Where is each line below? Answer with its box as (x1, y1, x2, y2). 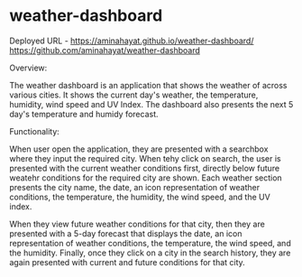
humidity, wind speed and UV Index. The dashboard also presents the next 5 (9, 98, 294, 109)
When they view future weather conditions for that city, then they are (9, 218, 266, 229)
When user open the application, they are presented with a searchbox (9, 143, 269, 154)
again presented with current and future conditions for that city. (9, 256, 245, 267)
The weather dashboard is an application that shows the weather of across (9, 79, 288, 90)
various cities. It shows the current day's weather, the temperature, (9, 89, 259, 100)
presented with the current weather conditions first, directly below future (9, 162, 280, 173)
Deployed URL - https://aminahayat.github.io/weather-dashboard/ (9, 35, 254, 46)
